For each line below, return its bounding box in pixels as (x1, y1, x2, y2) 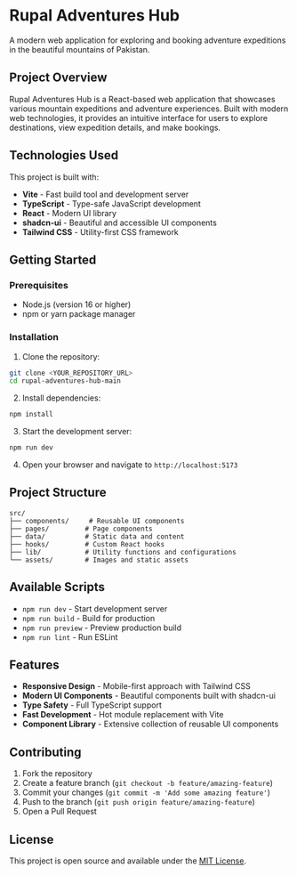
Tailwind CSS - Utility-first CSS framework (21, 226, 180, 237)
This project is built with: (9, 171, 100, 182)
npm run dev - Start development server (21, 603, 168, 614)
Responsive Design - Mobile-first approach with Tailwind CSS (21, 681, 252, 692)
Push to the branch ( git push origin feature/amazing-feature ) (21, 797, 255, 807)
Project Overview (9, 70, 108, 85)
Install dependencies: (21, 393, 101, 403)
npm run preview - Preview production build (21, 622, 182, 633)
